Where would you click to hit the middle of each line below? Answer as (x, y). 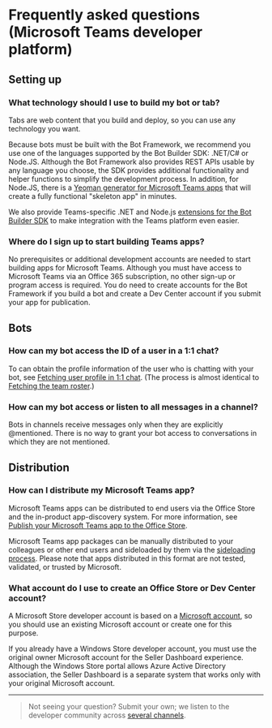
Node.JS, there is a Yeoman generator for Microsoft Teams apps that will (130, 187)
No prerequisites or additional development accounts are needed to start (130, 259)
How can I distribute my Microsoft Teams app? (102, 490)
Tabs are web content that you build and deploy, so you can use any (122, 120)
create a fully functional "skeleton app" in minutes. (93, 196)
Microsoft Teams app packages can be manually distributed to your (121, 541)
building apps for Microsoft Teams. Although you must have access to (125, 268)
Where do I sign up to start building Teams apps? (106, 241)
